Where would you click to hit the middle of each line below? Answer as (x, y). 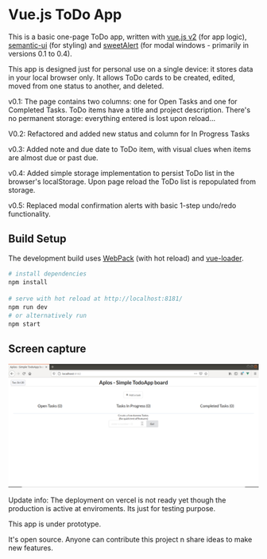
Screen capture (47, 349)
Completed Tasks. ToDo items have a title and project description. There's (130, 110)
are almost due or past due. (53, 158)
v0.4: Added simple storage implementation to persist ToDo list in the (122, 173)
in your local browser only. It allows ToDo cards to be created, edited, (122, 77)
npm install (28, 282)
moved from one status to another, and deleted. (86, 86)
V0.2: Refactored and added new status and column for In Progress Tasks (129, 134)
